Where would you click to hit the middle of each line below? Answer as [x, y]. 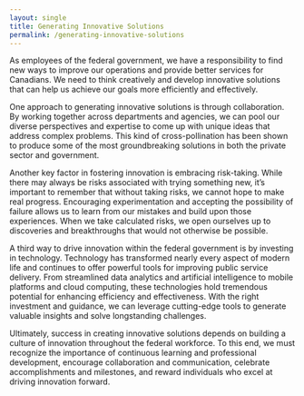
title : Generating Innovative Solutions [87, 26]
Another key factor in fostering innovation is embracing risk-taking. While [146, 173]
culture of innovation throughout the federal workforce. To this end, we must [152, 343]
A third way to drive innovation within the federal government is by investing [152, 248]
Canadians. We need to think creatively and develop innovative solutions [145, 80]
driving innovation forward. [60, 381]
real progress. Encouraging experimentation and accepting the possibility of [152, 202]
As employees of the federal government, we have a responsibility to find [146, 61]
